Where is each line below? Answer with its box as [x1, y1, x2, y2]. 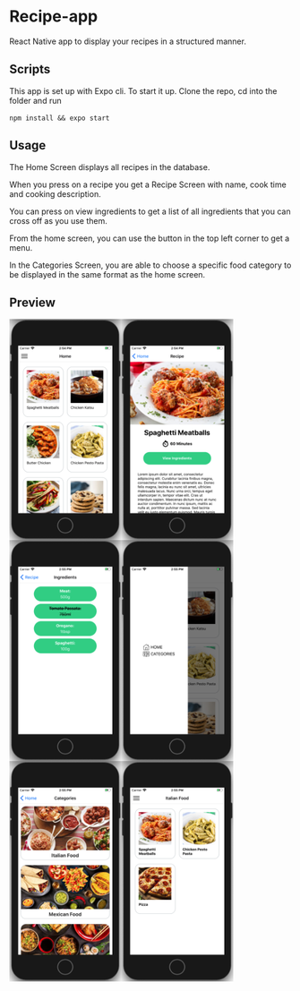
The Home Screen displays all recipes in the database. [9, 161, 210, 172]
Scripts [9, 62, 51, 77]
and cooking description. [9, 188, 101, 199]
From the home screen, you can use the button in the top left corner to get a [9, 233, 290, 243]
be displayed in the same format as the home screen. [9, 269, 206, 279]
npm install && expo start [9, 114, 110, 123]
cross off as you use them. [9, 215, 107, 226]
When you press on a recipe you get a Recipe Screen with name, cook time [9, 179, 287, 190]
